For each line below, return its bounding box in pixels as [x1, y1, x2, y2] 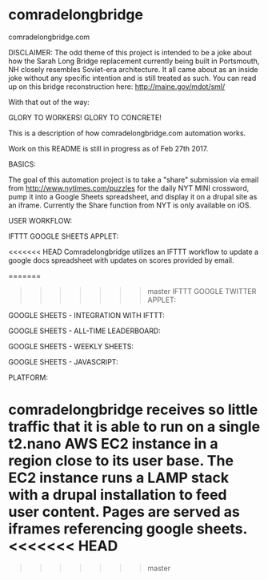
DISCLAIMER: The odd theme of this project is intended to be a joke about [8, 47, 252, 57]
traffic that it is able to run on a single [8, 418, 261, 436]
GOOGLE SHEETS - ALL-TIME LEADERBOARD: [8, 326, 162, 336]
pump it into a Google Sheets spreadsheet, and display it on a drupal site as [8, 191, 258, 201]
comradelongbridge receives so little [8, 401, 258, 419]
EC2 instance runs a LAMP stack [8, 469, 230, 487]
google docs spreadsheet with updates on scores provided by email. [8, 255, 234, 265]
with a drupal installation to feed [8, 486, 227, 504]
